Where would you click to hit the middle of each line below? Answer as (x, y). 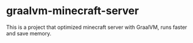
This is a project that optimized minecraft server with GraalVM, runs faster (97, 27)
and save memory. (29, 33)
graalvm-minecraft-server (73, 11)
